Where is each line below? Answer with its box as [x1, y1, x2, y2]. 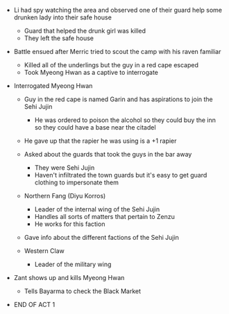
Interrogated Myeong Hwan [13, 82, 93, 89]
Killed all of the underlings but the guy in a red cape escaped [24, 61, 199, 69]
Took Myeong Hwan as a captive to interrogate [24, 69, 158, 76]
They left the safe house [24, 34, 94, 42]
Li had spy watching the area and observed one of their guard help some [13, 6, 223, 14]
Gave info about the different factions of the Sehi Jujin [24, 234, 179, 241]
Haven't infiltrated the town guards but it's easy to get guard [34, 171, 207, 179]
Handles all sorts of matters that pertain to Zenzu [34, 213, 176, 220]
